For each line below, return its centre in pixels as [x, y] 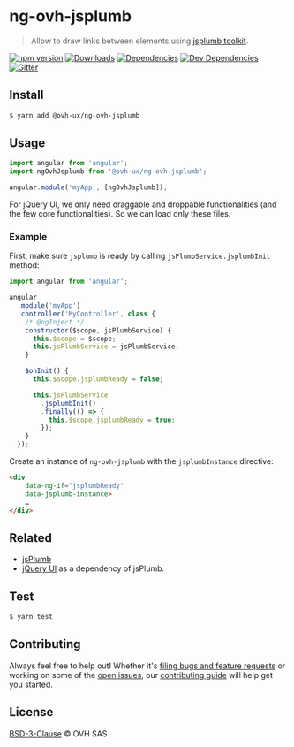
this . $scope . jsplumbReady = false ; [98, 379]
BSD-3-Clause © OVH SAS [58, 733]
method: [24, 265]
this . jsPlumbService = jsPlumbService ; [106, 347]
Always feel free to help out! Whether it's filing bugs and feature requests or [147, 666]
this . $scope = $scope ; [74, 339]
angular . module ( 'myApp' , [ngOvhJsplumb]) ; [88, 187]
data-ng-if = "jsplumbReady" [75, 485]
